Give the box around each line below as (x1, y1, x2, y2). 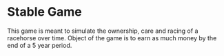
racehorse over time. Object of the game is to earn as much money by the (7, 33, 217, 42)
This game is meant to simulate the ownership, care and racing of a (7, 27, 198, 35)
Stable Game (7, 4, 83, 20)
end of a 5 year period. (7, 41, 72, 49)
